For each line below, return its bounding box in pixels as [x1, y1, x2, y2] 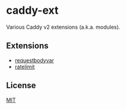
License [6, 80, 36, 90]
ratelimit [14, 63, 35, 70]
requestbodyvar [14, 56, 55, 63]
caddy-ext [6, 4, 59, 17]
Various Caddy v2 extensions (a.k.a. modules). [6, 23, 121, 31]
